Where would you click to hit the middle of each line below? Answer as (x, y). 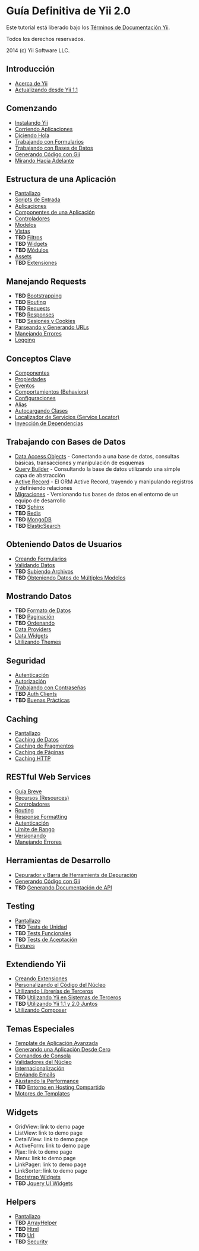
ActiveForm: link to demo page (52, 1145)
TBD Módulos (31, 250)
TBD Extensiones (36, 263)
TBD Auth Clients (36, 694)
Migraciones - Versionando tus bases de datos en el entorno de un (97, 494)
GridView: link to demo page (50, 1126)
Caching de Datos (37, 740)
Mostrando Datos (39, 596)
